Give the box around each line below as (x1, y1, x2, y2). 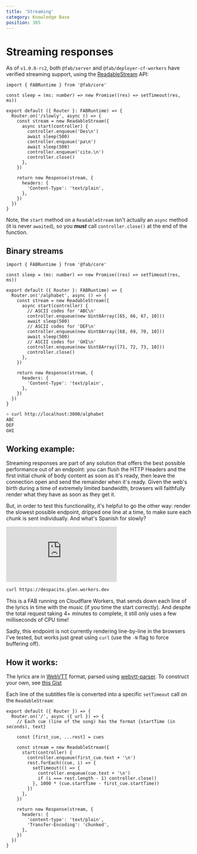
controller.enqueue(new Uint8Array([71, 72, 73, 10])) (27, 344, 165, 350)
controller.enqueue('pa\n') (27, 139, 96, 145)
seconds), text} (6, 724, 46, 730)
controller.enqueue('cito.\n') (27, 149, 104, 155)
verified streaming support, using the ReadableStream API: (6, 71, 149, 78)
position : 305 (6, 19, 41, 25)
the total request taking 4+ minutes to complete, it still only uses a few (6, 610, 177, 617)
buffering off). (6, 640, 40, 648)
